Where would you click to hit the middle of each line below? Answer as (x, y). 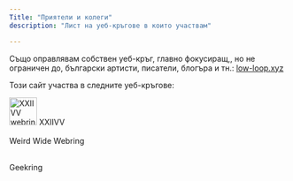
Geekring (26, 167)
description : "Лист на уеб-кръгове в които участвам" (111, 26)
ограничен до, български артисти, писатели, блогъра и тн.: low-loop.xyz (146, 68)
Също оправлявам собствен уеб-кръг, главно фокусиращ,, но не (132, 58)
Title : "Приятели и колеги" (61, 17)
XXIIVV (52, 122)
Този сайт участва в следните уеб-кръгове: (92, 85)
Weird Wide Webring (47, 140)
